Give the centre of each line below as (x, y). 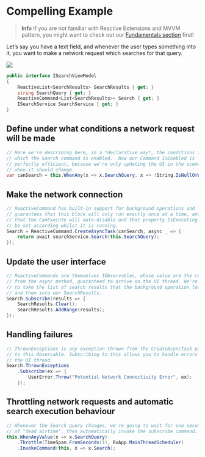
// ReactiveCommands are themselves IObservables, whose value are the (99, 276)
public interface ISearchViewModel (52, 76)
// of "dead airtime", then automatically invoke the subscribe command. (102, 431)
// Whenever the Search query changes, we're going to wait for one (95, 425)
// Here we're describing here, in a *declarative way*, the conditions (101, 152)
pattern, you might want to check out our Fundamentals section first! (107, 34)
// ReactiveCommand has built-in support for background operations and (101, 209)
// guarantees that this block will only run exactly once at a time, (98, 214)
